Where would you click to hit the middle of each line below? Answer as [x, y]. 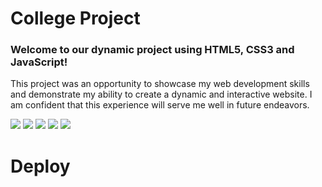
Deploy [40, 166]
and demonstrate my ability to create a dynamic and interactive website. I [161, 94]
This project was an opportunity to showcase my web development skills [160, 84]
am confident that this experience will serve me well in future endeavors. [160, 105]
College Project [75, 18]
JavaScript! [39, 62]
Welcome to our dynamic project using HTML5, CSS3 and [152, 50]
